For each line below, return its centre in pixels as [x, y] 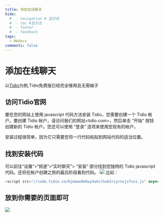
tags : [10, 37]
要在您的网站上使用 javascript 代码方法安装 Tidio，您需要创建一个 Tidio [76, 115]
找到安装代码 [24, 154]
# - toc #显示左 [26, 23]
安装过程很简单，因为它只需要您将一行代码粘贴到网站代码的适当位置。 [75, 137]
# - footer [22, 28]
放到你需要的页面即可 [37, 198]
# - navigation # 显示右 [34, 18]
